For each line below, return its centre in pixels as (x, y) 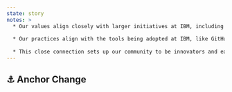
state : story (25, 13)
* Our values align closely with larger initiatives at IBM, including (118, 26)
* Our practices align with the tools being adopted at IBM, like (110, 39)
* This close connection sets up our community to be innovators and (115, 52)
